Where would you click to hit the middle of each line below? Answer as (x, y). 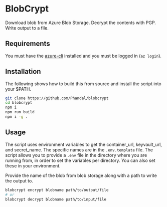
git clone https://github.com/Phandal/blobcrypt (57, 98)
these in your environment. (33, 165)
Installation (23, 71)
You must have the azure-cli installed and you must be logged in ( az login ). (83, 56)
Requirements (28, 44)
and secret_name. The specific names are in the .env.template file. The (79, 150)
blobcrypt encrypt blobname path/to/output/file (57, 190)
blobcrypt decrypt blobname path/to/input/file (56, 199)
